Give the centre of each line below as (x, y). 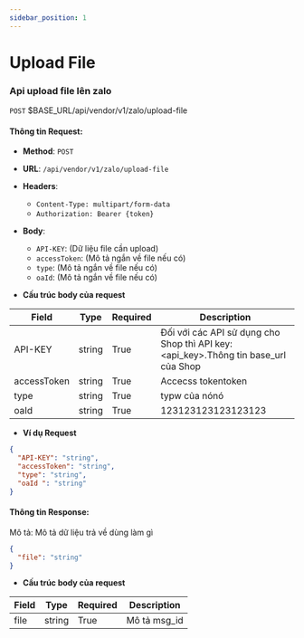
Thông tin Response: (49, 512)
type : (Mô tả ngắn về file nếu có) (97, 268)
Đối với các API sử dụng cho (220, 333)
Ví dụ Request (49, 433)
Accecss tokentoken (204, 381)
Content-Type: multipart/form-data (103, 205)
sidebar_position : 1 (48, 18)
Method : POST (48, 151)
